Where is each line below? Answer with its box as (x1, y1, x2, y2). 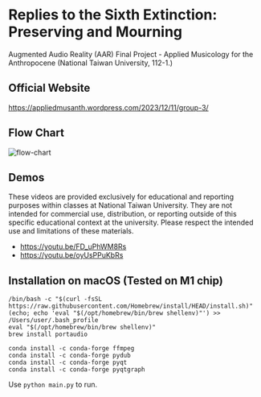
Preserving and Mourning (8, 23, 183, 41)
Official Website (8, 81, 91, 95)
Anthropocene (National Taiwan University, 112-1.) (8, 58, 173, 68)
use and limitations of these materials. (8, 226, 134, 236)
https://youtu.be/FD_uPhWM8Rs (19, 242, 127, 251)
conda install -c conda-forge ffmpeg (8, 345, 135, 353)
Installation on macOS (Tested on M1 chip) (8, 274, 223, 287)
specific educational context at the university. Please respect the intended (8, 217, 255, 227)
